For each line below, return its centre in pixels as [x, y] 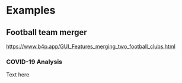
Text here [18, 75]
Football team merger [47, 32]
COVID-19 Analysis [34, 62]
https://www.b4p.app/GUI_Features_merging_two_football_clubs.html [91, 46]
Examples [31, 10]
